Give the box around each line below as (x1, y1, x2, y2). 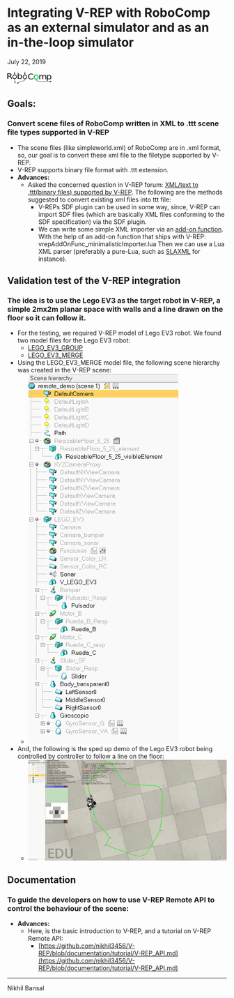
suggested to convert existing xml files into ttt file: (27, 195, 172, 204)
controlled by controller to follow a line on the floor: (17, 752, 165, 761)
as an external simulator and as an (7, 20, 210, 36)
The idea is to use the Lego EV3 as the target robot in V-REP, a (7, 295, 221, 305)
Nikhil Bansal (7, 984, 45, 992)
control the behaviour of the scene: (7, 904, 129, 914)
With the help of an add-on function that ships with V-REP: (38, 232, 207, 241)
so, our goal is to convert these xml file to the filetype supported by (17, 151, 211, 159)
